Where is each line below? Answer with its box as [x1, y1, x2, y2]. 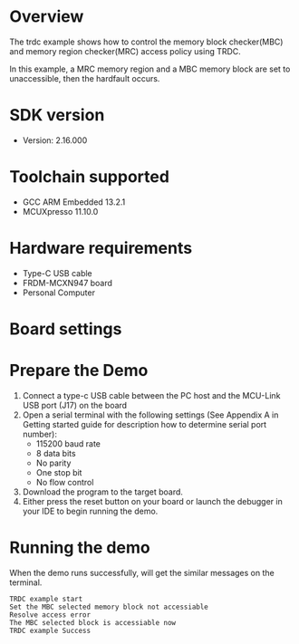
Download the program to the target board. [22, 486, 184, 497]
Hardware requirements [9, 238, 193, 258]
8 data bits [35, 447, 76, 458]
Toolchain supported [9, 167, 170, 187]
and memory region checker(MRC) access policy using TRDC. [9, 45, 242, 56]
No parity [35, 457, 72, 468]
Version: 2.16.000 [22, 134, 88, 146]
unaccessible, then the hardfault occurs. [9, 72, 160, 83]
